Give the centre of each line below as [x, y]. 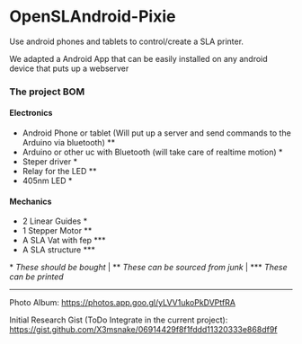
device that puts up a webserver [69, 68]
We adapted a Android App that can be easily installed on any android [138, 58]
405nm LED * [47, 181]
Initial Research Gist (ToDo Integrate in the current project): [119, 320]
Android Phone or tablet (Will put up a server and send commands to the [157, 133]
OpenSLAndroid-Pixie [93, 17]
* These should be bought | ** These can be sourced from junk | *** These [148, 268]
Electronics [31, 113]
